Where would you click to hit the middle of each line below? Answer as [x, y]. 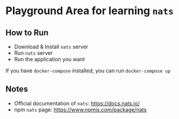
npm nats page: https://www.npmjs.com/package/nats [80, 110]
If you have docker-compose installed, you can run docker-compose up [88, 71]
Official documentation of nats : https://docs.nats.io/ [77, 103]
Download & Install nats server [51, 47]
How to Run [27, 33]
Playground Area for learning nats [90, 11]
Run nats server [33, 53]
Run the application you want [49, 59]
